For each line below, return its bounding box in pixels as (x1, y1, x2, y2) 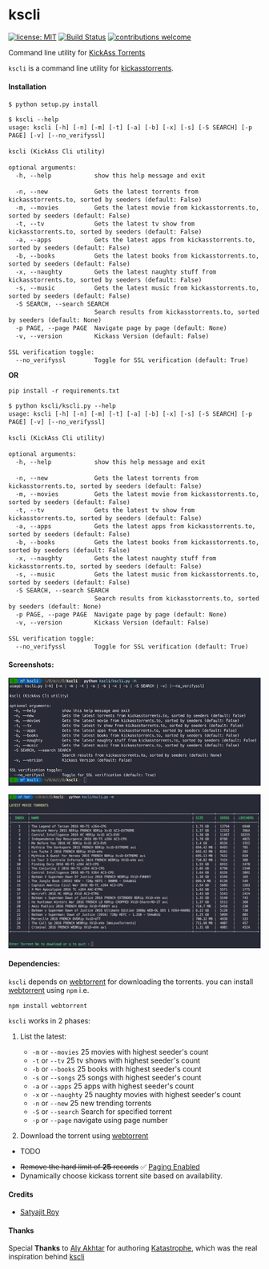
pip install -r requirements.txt (8, 387, 120, 395)
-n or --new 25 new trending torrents (31, 1098, 152, 1108)
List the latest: (19, 1031, 66, 1041)
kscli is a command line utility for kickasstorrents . (8, 63, 175, 73)
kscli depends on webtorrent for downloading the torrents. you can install (8, 977, 254, 986)
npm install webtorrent (8, 1002, 88, 1010)
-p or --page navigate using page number (31, 1115, 168, 1125)
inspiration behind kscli (8, 1252, 85, 1262)
